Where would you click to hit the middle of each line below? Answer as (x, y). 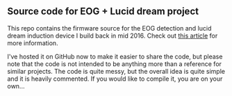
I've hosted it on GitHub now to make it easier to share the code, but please (115, 56)
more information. (33, 43)
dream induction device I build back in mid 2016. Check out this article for (113, 35)
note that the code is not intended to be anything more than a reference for (115, 64)
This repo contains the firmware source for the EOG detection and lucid (109, 28)
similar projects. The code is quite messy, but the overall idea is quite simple (116, 71)
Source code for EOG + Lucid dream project (103, 11)
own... (16, 86)
